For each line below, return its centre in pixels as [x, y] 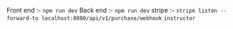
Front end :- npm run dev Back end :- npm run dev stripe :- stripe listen [112, 10]
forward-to [23, 18]
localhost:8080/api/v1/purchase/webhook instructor [119, 18]
